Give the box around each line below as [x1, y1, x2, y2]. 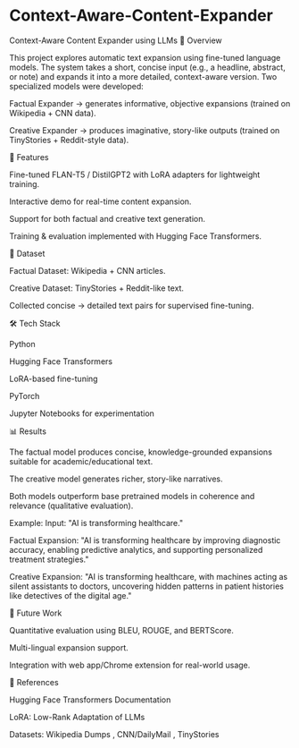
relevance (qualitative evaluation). [9, 500, 134, 511]
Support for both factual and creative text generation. [9, 213, 206, 224]
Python [9, 338, 36, 349]
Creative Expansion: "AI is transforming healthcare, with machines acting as [9, 571, 288, 582]
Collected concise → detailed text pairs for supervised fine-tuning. [9, 300, 254, 310]
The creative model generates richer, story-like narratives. [9, 473, 223, 484]
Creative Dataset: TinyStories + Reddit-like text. [9, 283, 185, 293]
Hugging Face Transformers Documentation [9, 694, 171, 705]
